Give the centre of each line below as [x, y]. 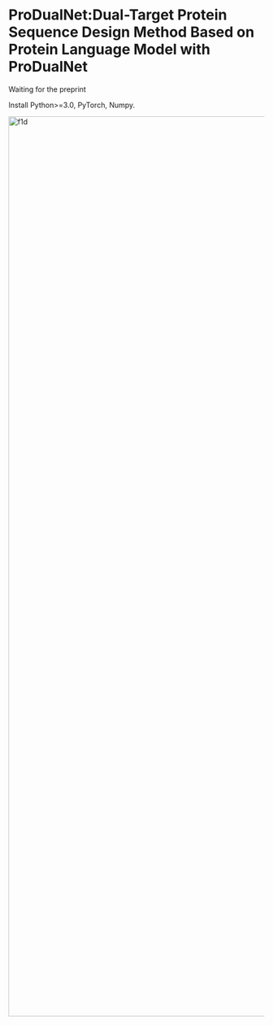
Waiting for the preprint [48, 89]
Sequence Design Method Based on [131, 32]
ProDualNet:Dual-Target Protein [118, 15]
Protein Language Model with [110, 50]
